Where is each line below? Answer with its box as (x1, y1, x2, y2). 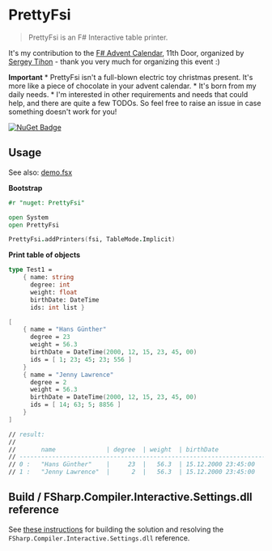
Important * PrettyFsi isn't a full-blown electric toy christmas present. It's (8, 72, 253, 82)
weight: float (29, 288, 79, 296)
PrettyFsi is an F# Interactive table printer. (28, 32, 168, 42)
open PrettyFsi (8, 221, 60, 229)
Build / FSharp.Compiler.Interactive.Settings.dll (8, 490, 253, 504)
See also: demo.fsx (8, 167, 73, 177)
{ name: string (23, 273, 74, 282)
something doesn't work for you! (8, 107, 117, 117)
